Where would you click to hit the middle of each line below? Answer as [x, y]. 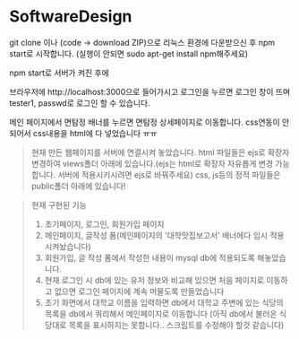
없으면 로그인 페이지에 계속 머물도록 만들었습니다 [139, 291]
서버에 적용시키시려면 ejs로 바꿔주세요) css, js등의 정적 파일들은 [169, 174]
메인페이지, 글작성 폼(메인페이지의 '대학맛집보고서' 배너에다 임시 [156, 235]
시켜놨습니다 [66, 246]
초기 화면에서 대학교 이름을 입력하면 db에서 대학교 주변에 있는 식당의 [164, 302]
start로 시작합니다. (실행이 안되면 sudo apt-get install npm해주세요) [129, 53]
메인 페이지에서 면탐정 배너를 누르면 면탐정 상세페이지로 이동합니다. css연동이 [145, 122]
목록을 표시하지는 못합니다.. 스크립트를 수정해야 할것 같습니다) [176, 325]
